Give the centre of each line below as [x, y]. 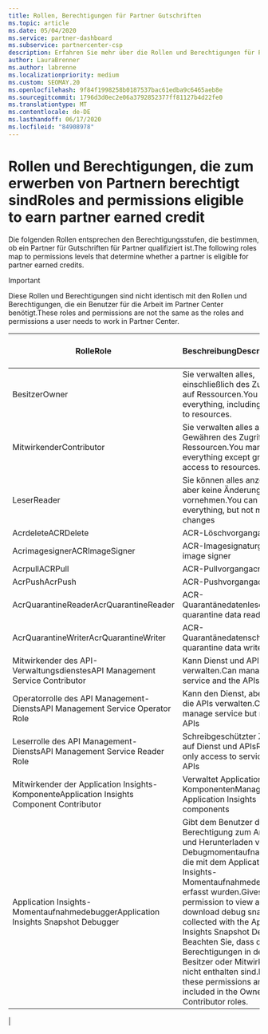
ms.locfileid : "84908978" [51, 127]
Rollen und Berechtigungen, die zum [131, 166]
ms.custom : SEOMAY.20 [44, 82]
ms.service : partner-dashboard [60, 38]
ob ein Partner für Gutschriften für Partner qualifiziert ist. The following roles [132, 247]
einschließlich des [216, 384]
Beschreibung [209, 350]
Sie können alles [213, 480]
